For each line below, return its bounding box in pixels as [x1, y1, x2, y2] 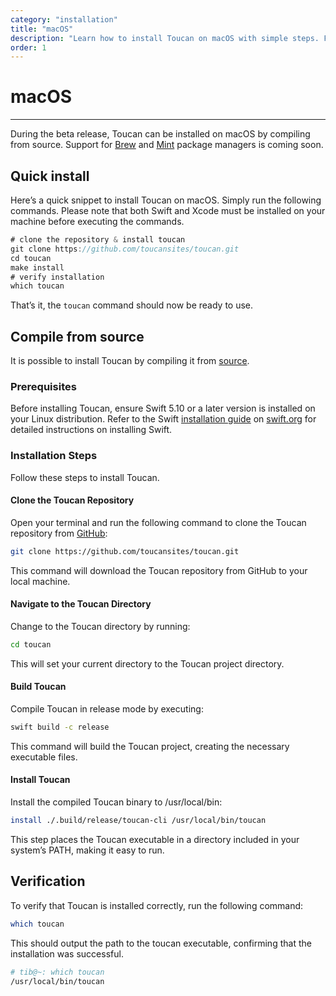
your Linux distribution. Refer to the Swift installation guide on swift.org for [10, 413, 317, 425]
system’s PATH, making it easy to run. [10, 844, 165, 856]
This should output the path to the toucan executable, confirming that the [10, 937, 312, 949]
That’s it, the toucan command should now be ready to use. [10, 299, 254, 311]
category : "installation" [10, 14, 118, 25]
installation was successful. [10, 947, 124, 960]
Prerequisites [10, 379, 77, 393]
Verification [10, 873, 86, 890]
